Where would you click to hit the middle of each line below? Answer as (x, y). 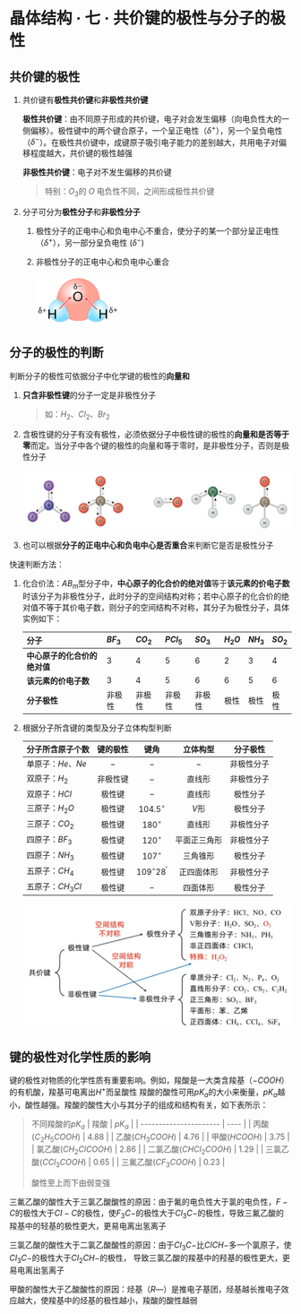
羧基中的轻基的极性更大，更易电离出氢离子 (88, 1225)
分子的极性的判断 (56, 353)
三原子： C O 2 (50, 824)
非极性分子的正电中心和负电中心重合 (103, 262)
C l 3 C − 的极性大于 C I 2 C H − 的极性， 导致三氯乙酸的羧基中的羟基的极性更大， (146, 1258)
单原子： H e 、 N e (56, 764)
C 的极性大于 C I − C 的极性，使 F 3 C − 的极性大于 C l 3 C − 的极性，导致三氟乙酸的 (147, 1214)
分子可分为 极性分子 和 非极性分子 (81, 212)
